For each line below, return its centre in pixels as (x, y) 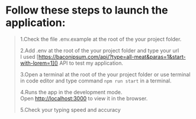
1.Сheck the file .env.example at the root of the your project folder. (101, 39)
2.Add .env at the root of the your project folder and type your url (99, 50)
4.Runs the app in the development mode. (71, 92)
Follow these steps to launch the (87, 10)
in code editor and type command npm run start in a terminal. (96, 81)
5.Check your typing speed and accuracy (70, 110)
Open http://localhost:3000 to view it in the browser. (84, 98)
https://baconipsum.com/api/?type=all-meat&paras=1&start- (112, 57)
